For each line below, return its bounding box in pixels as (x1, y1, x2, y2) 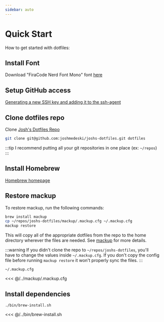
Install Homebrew (5, 164, 60, 173)
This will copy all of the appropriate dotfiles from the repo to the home (5, 232, 146, 238)
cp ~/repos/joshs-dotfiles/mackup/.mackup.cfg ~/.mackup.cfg (5, 219, 133, 224)
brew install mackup (5, 214, 47, 219)
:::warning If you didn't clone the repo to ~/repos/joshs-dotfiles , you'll (5, 247, 149, 253)
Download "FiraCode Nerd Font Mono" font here (5, 72, 103, 78)
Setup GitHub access (5, 86, 71, 94)
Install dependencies (5, 290, 70, 298)
